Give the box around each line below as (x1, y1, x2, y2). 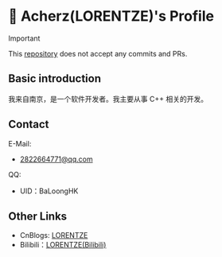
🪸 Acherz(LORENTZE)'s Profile (8, 7, 215, 25)
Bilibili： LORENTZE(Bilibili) (19, 240, 107, 250)
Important (8, 33, 41, 43)
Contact (8, 118, 49, 131)
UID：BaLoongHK (19, 186, 79, 196)
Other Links (8, 209, 68, 223)
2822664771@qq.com (19, 154, 93, 164)
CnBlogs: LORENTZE (19, 231, 88, 240)
